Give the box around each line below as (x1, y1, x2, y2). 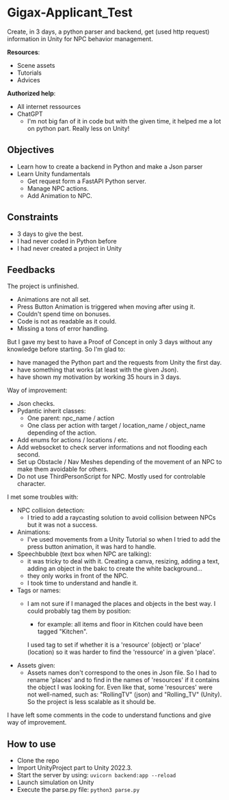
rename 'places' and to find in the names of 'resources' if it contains (27, 676, 220, 684)
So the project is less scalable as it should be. (27, 698, 156, 706)
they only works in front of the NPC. (27, 572, 129, 580)
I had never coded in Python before (16, 237, 118, 245)
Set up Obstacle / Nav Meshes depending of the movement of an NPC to (16, 458, 222, 466)
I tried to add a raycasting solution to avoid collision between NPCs (27, 513, 217, 522)
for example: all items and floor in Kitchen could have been (37, 620, 203, 629)
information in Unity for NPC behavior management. (7, 34, 154, 43)
